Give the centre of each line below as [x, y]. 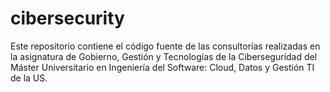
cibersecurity [67, 18]
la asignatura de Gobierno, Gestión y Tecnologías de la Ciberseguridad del [164, 56]
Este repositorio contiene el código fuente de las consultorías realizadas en [165, 46]
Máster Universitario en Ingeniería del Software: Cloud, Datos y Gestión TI [162, 67]
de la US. [29, 78]
